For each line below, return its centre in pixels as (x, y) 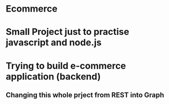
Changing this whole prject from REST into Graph (85, 95)
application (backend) (53, 76)
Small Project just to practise (67, 32)
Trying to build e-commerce (66, 66)
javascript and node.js (54, 43)
